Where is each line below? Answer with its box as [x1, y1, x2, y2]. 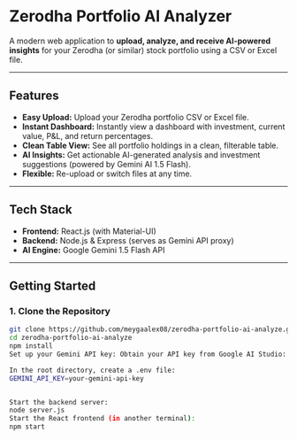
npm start [9, 422, 46, 431]
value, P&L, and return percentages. [21, 130, 153, 141]
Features [9, 89, 59, 104]
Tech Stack [9, 202, 72, 218]
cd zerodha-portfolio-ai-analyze [9, 334, 133, 343]
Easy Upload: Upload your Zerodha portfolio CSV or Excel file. [21, 112, 249, 122]
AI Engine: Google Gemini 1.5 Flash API [21, 244, 165, 255]
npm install [9, 342, 53, 351]
